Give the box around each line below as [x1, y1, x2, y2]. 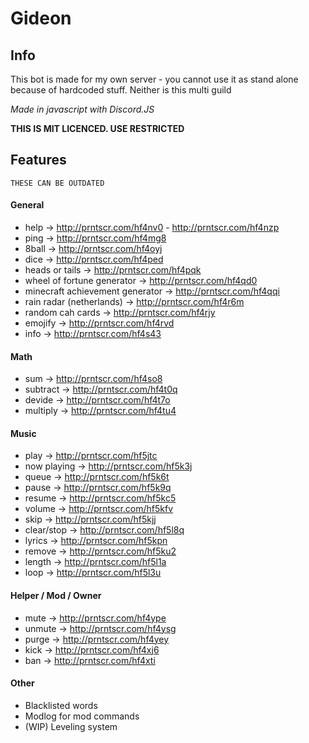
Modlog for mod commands [24, 710, 140, 722]
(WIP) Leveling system [24, 720, 118, 732]
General [10, 199, 45, 211]
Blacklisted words [24, 699, 98, 711]
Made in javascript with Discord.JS [10, 103, 155, 115]
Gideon [10, 7, 72, 30]
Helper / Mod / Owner [10, 590, 102, 602]
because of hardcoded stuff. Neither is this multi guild [10, 84, 232, 96]
